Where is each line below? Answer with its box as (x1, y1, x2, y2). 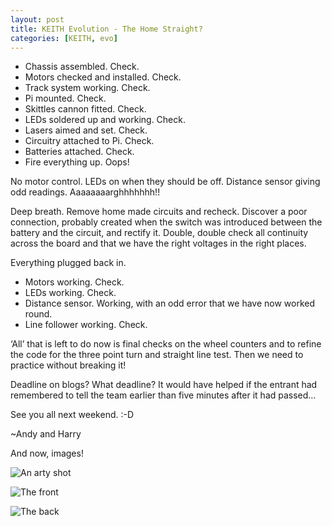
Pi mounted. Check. (24, 92, 107, 105)
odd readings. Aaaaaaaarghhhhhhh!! (10, 186, 161, 198)
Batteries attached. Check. (24, 146, 135, 158)
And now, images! (10, 447, 84, 460)
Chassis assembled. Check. (24, 61, 140, 73)
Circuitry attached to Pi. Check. (24, 135, 155, 147)
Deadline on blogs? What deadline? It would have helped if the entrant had (10, 379, 318, 391)
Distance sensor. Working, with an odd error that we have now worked (24, 297, 316, 310)
